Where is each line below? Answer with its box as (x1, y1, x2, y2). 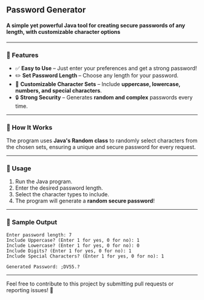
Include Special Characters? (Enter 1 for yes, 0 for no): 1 (6, 253, 165, 259)
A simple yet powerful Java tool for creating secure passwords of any (6, 21, 186, 29)
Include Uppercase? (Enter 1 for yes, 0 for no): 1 (6, 237, 140, 243)
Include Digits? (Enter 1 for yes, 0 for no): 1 (6, 248, 132, 254)
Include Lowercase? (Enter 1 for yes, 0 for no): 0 (6, 242, 140, 248)
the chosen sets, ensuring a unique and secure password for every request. (6, 144, 196, 151)
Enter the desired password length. (15, 184, 103, 192)
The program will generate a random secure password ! (15, 197, 155, 205)
